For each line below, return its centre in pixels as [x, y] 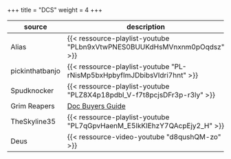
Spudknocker [32, 90]
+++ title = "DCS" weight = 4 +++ [55, 10]
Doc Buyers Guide [96, 106]
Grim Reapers [33, 106]
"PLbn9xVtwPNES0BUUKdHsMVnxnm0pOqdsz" [146, 47]
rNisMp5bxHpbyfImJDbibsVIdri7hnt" [127, 75]
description [146, 27]
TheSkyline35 [33, 121]
